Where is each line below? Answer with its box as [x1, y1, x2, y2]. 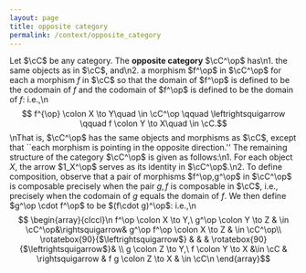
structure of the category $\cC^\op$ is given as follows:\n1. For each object [9, 152, 293, 163]
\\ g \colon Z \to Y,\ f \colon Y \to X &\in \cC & [118, 244, 288, 255]
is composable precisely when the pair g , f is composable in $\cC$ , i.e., [9, 181, 279, 192]
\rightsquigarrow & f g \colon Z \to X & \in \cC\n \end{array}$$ [36, 253, 271, 265]
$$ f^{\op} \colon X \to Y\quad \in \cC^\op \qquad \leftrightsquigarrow [21, 109, 286, 120]
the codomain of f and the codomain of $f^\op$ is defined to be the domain [9, 84, 294, 96]
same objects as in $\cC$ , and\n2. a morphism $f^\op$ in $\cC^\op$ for [9, 65, 281, 76]
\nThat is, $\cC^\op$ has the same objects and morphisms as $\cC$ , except [9, 132, 297, 143]
